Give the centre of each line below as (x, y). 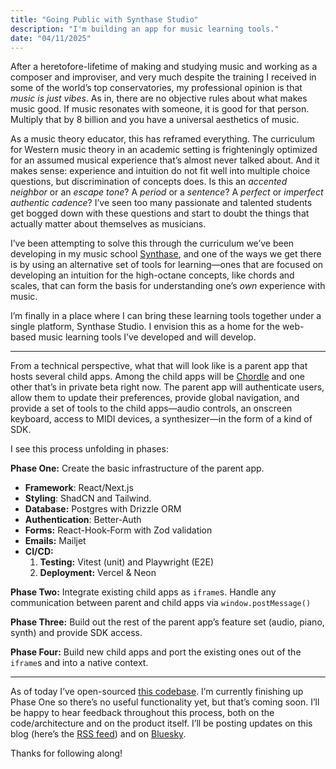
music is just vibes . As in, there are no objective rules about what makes (159, 98)
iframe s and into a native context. (79, 663)
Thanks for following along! (66, 753)
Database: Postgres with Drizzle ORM (103, 509)
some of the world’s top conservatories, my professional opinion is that (156, 88)
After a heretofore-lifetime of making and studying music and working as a (164, 67)
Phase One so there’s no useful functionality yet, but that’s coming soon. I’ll (165, 702)
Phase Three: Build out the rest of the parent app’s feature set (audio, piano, (167, 622)
